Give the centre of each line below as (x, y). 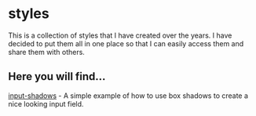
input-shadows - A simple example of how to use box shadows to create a (128, 96)
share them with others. (46, 52)
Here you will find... (57, 76)
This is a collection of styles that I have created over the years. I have (120, 35)
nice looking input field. (46, 103)
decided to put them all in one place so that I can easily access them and (126, 43)
